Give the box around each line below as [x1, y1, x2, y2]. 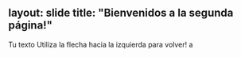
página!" [8, 19, 53, 32]
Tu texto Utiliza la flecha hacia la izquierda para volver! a [8, 40, 193, 49]
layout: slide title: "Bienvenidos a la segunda [8, 6, 234, 20]
